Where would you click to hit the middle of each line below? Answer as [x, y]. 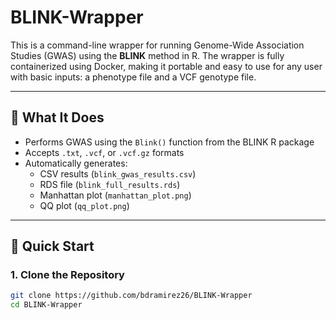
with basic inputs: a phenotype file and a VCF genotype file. [133, 77]
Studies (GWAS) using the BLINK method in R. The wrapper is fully [147, 55]
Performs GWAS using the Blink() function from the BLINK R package [169, 142]
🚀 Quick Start [52, 246]
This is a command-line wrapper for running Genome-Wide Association [157, 45]
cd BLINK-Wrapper [46, 305]
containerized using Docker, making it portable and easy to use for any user [166, 66]
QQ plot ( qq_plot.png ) [84, 205]
